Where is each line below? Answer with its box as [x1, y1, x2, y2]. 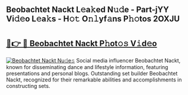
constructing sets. [6, 83, 50, 89]
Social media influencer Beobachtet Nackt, [76, 57, 181, 64]
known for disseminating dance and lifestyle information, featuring [6, 64, 168, 70]
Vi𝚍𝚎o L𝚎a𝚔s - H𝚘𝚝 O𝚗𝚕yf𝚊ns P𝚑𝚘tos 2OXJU [6, 14, 180, 24]
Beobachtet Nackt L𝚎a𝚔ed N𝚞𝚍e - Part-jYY [6, 5, 169, 15]
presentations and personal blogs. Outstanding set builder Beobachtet [6, 70, 178, 77]
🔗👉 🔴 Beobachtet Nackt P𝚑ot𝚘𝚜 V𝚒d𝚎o [6, 38, 157, 48]
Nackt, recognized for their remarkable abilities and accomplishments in [6, 76, 182, 83]
